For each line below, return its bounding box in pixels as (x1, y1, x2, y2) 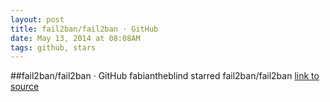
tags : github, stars (10, 42, 97, 53)
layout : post (10, 14, 65, 25)
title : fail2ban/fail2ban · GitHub (10, 24, 159, 34)
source (10, 81, 40, 93)
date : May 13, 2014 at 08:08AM (10, 33, 141, 43)
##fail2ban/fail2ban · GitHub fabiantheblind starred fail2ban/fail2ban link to (10, 70, 320, 82)
